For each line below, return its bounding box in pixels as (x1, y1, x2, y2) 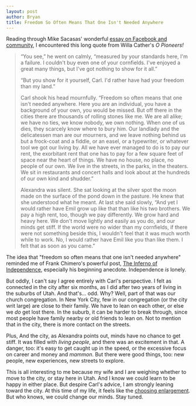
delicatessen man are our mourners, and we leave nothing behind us (20, 132, 186, 139)
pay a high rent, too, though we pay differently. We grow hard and (20, 211, 180, 218)
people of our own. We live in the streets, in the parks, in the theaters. (20, 163, 189, 170)
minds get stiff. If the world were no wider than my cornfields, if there (20, 223, 188, 231)
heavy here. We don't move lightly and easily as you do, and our (20, 218, 176, 225)
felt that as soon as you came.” (20, 242, 95, 249)
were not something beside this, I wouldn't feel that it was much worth (20, 230, 190, 237)
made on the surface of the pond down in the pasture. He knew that (20, 192, 184, 199)
